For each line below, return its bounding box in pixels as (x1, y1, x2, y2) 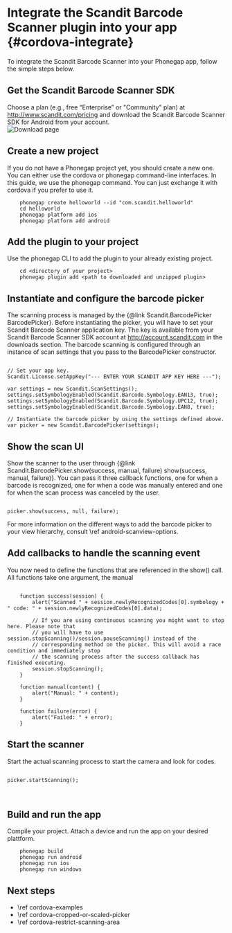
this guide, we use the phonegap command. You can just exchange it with (7, 178, 218, 186)
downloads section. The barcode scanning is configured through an (7, 341, 201, 349)
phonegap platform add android (19, 217, 110, 224)
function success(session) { (19, 592, 104, 600)
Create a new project (7, 145, 99, 157)
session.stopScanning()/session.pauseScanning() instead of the (7, 635, 197, 642)
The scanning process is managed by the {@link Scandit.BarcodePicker (7, 311, 213, 319)
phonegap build (19, 848, 64, 855)
